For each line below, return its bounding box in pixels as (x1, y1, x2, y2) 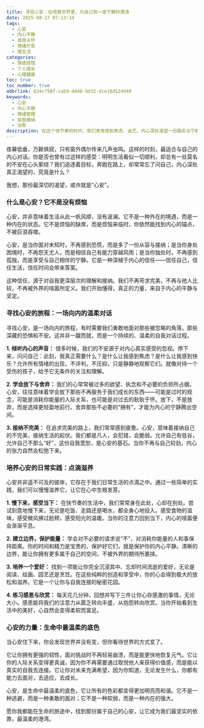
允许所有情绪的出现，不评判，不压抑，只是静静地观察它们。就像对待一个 (16, 360, 198, 367)
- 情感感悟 (12, 60, 36, 66)
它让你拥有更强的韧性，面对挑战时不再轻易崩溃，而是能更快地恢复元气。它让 (6, 651, 198, 658)
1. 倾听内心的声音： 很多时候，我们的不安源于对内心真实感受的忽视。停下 (6, 344, 189, 352)
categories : (6, 54, 36, 60)
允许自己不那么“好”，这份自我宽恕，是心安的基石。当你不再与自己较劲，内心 (6, 439, 197, 446)
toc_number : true (6, 83, 50, 89)
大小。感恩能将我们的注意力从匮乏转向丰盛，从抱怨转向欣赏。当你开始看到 (6, 599, 192, 606)
